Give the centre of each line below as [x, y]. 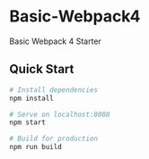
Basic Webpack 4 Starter [55, 41]
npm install [31, 98]
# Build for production [54, 139]
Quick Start [42, 69]
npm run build [36, 147]
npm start [28, 122]
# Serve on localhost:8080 [60, 114]
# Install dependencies [54, 90]
